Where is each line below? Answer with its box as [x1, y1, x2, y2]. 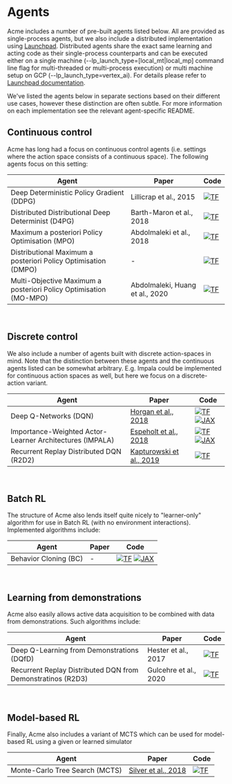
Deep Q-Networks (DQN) [10, 411, 95, 420]
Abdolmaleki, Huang [130, 280, 197, 290]
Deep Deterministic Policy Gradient [10, 187, 124, 197]
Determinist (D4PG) [10, 216, 75, 225]
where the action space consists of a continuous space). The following [7, 152, 209, 160]
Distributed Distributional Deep [10, 207, 110, 217]
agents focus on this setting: [7, 160, 88, 168]
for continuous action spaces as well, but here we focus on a [7, 371, 181, 380]
